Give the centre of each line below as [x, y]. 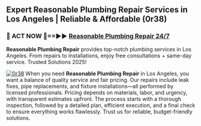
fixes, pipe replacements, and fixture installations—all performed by [90, 86]
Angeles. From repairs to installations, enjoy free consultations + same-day [99, 56]
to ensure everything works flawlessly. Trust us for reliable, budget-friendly [100, 111]
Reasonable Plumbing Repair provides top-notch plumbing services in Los [99, 49]
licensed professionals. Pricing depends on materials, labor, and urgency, [97, 93]
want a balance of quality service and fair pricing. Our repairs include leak [97, 79]
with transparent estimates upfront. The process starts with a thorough [94, 99]
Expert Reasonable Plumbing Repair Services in [97, 10]
